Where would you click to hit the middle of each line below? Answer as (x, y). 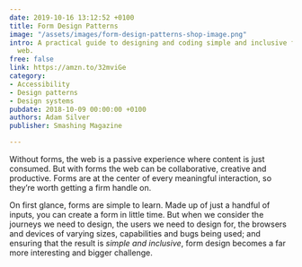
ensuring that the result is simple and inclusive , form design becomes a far (147, 243)
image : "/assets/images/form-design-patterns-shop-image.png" (128, 34)
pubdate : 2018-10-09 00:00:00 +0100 (78, 109)
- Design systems (42, 101)
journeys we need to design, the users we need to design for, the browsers (148, 224)
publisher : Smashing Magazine (66, 126)
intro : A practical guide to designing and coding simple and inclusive (148, 43)
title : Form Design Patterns (64, 26)
